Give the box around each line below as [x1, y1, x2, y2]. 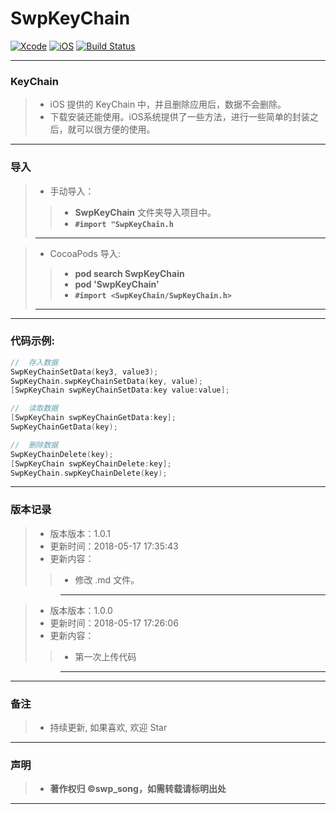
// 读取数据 [10, 403, 59, 414]
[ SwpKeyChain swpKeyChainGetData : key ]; [10, 413, 177, 423]
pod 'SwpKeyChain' [74, 278, 160, 290]
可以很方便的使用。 [76, 123, 156, 136]
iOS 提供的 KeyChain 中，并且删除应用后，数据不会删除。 [49, 98, 287, 111]
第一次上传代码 [74, 650, 137, 662]
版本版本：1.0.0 [49, 604, 113, 616]
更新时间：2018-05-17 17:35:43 [49, 540, 179, 552]
